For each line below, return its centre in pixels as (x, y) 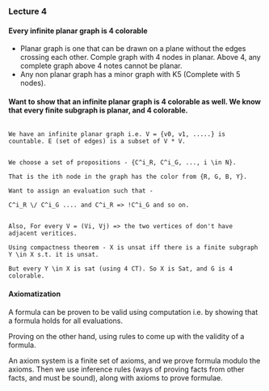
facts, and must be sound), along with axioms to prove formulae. (116, 377)
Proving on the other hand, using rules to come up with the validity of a (126, 336)
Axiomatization (35, 294)
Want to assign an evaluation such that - (81, 191)
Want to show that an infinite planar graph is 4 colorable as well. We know (134, 101)
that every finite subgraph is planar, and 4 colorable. (98, 110)
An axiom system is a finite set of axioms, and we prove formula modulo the (134, 360)
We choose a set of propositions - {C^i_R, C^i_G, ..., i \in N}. (122, 163)
